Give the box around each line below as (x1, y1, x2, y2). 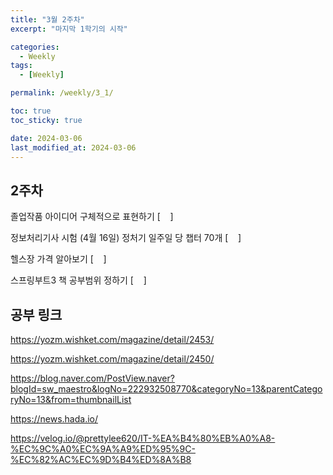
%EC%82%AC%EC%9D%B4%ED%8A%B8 (10, 454, 192, 465)
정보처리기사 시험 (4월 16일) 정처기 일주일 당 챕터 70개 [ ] (10, 232, 242, 244)
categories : (10, 42, 60, 52)
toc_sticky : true (10, 115, 83, 125)
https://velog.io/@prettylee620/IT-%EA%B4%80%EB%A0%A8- (10, 432, 276, 444)
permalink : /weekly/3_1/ (10, 88, 114, 98)
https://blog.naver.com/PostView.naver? (10, 372, 175, 384)
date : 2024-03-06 (10, 133, 83, 143)
